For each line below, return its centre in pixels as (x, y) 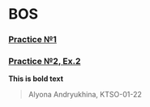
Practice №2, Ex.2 (45, 62)
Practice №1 (32, 40)
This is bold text (36, 79)
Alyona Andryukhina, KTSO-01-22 (85, 95)
